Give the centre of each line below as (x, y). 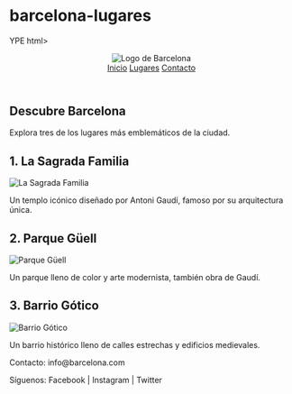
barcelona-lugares (80, 16)
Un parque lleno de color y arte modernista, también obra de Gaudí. (135, 277)
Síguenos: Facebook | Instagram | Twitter (86, 380)
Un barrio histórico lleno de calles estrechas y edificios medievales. (135, 344)
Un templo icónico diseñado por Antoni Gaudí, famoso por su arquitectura (146, 200)
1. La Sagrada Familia (69, 161)
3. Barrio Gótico (54, 306)
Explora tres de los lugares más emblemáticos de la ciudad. (120, 133)
